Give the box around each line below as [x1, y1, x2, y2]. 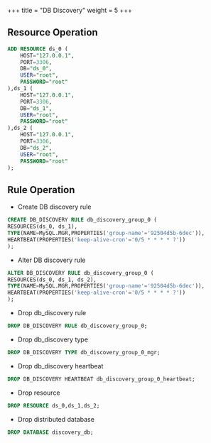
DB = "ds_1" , [20, 104, 53, 112]
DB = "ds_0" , [20, 65, 53, 72]
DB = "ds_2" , [20, 144, 53, 151]
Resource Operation [7, 26, 98, 38]
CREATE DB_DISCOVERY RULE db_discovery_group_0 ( [7, 217, 158, 224]
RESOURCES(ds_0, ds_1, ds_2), [7, 276, 97, 283]
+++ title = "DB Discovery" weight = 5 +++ [7, 6, 133, 14]
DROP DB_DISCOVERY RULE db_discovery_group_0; [7, 322, 148, 329]
